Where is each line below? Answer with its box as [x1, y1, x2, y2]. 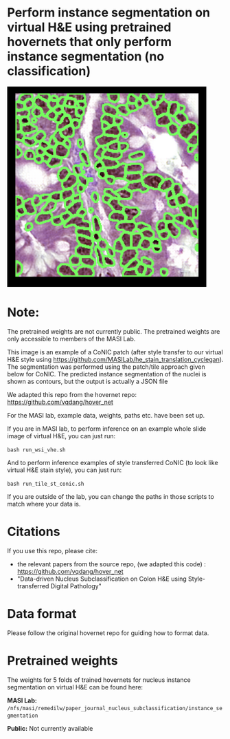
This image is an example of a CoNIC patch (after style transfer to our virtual [7, 347, 223, 356]
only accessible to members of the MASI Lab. [7, 334, 136, 343]
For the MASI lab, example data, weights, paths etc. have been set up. [7, 411, 205, 419]
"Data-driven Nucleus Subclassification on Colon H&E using [16, 575, 187, 583]
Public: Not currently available [7, 724, 93, 732]
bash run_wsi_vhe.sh [7, 446, 67, 453]
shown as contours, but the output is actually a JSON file [7, 377, 168, 385]
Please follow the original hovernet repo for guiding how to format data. [7, 628, 209, 637]
